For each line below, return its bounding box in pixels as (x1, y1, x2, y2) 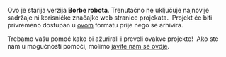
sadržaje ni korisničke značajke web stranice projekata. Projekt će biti (7, 13, 213, 22)
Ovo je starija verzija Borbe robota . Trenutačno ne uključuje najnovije (7, 6, 210, 14)
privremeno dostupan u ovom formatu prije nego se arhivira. (7, 21, 183, 29)
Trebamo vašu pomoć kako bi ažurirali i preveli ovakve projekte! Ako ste (7, 34, 219, 43)
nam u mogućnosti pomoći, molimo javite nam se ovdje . (7, 42, 170, 50)
